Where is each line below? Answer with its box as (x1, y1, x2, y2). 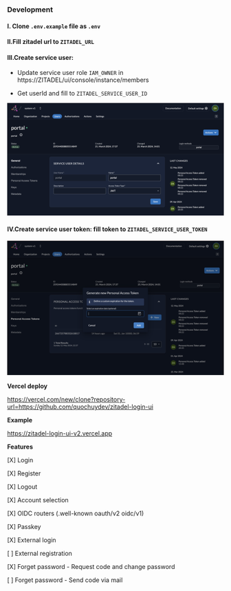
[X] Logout (7, 483, 38, 491)
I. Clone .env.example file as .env (7, 22, 101, 30)
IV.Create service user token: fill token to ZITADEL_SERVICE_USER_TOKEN (7, 225, 208, 233)
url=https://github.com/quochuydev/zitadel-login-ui (7, 402, 153, 411)
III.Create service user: (7, 53, 74, 61)
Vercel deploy (7, 382, 48, 390)
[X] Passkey (7, 523, 41, 531)
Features (7, 442, 33, 451)
